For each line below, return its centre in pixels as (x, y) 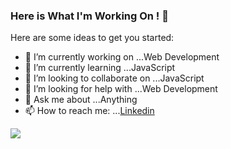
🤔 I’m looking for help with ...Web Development (121, 89)
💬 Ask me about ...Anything (81, 100)
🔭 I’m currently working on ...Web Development (122, 57)
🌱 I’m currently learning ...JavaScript (100, 68)
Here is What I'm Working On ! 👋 (90, 16)
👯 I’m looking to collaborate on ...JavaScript (114, 78)
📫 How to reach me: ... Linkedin (89, 111)
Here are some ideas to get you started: (92, 38)
